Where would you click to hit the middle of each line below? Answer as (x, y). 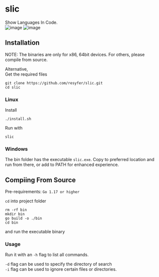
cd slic (13, 87)
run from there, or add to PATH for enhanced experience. (62, 165)
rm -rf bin (16, 210)
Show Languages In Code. (32, 22)
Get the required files (26, 74)
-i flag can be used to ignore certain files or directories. (61, 269)
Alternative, (16, 69)
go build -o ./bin (24, 219)
